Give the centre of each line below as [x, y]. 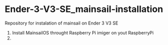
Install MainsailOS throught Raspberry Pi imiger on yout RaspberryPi [83, 32]
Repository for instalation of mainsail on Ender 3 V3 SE [62, 23]
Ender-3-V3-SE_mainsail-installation [84, 9]
